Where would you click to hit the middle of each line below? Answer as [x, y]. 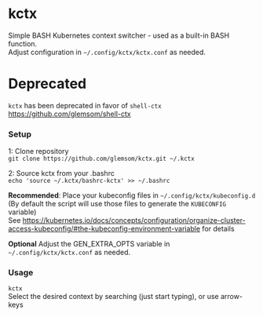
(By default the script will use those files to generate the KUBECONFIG [117, 204]
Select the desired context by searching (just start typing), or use [113, 297]
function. [23, 43]
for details [218, 229]
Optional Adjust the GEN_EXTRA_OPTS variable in [89, 244]
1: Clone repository [38, 151]
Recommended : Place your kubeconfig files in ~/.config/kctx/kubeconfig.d [132, 195]
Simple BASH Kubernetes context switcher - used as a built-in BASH [119, 35]
